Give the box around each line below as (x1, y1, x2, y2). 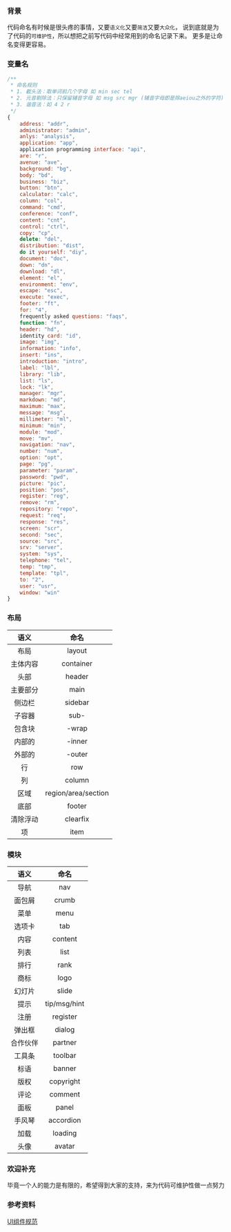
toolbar (52, 1050, 77, 1060)
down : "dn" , (19, 261, 54, 269)
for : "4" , (19, 307, 48, 314)
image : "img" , (19, 338, 60, 346)
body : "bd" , (19, 171, 54, 179)
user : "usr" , (19, 582, 57, 590)
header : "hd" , (19, 326, 60, 333)
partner (52, 1037, 77, 1047)
